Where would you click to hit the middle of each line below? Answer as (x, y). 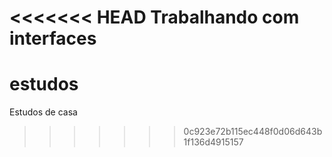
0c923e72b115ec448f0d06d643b (253, 132)
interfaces (53, 38)
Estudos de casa (43, 112)
